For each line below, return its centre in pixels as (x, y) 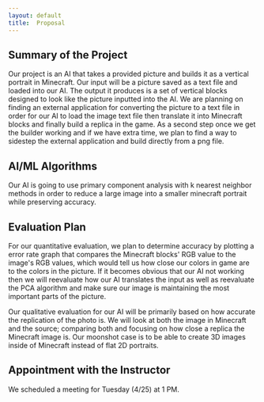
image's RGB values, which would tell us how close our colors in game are (129, 263)
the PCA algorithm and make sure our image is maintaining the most (119, 288)
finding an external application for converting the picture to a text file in (124, 108)
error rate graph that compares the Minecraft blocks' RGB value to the (122, 254)
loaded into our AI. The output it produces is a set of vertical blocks (118, 91)
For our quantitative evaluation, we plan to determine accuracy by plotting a (131, 245)
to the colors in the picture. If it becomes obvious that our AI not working (126, 271)
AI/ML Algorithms (53, 166)
